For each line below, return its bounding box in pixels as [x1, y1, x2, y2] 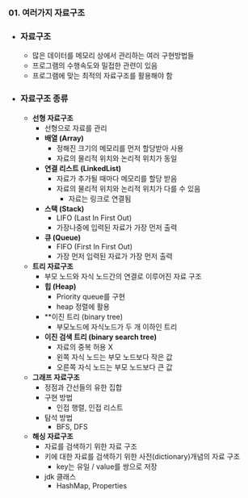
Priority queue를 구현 [56, 291, 125, 301]
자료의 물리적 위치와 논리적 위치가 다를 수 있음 [56, 183, 201, 193]
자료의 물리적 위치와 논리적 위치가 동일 [56, 153, 178, 163]
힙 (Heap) [44, 281, 77, 291]
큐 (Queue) [44, 232, 82, 242]
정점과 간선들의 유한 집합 [44, 382, 123, 392]
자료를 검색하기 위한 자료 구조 [44, 442, 137, 451]
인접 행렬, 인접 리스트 [56, 402, 124, 412]
